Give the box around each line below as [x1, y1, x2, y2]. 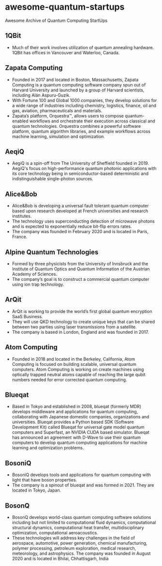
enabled [12, 118, 29, 124]
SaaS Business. [12, 313, 43, 319]
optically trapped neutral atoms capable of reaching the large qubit [12, 371, 146, 377]
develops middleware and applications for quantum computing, [12, 409, 138, 414]
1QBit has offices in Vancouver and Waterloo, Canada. [12, 50, 120, 55]
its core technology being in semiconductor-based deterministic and [12, 171, 149, 176]
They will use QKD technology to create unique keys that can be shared [12, 319, 155, 325]
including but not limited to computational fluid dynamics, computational [12, 519, 156, 526]
